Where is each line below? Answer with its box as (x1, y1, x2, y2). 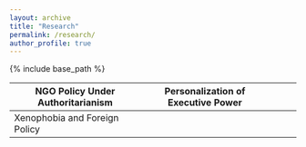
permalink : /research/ (9, 30, 96, 39)
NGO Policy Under (35, 85, 116, 98)
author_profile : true (9, 38, 92, 48)
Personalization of (164, 85, 246, 98)
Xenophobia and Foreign (14, 112, 119, 124)
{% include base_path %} (9, 64, 106, 74)
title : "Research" (9, 22, 79, 31)
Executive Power (168, 96, 243, 109)
